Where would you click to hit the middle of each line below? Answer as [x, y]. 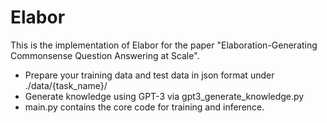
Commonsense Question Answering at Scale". [105, 55]
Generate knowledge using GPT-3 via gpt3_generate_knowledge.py [164, 96]
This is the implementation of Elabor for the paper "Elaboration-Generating [164, 45]
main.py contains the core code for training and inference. [144, 107]
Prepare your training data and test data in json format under [149, 75]
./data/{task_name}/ [66, 85]
